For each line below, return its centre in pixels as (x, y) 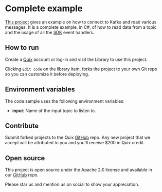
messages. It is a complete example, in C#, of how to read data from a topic (81, 27)
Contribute (22, 125)
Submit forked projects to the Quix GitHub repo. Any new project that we (78, 137)
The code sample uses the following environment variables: (65, 101)
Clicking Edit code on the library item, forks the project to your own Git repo (81, 69)
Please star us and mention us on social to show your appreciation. (72, 184)
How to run (22, 48)
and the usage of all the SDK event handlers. (50, 32)
